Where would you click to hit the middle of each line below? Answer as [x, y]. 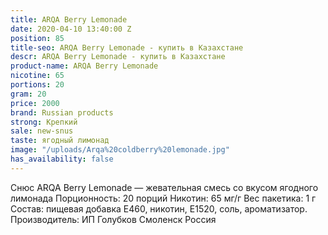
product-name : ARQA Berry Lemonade [84, 66]
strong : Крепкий [44, 122]
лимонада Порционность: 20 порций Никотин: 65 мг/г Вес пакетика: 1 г [163, 198]
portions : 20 [37, 85]
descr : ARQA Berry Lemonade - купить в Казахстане [118, 57]
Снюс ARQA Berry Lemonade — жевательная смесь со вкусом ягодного [164, 187]
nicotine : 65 [37, 76]
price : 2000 [35, 103]
